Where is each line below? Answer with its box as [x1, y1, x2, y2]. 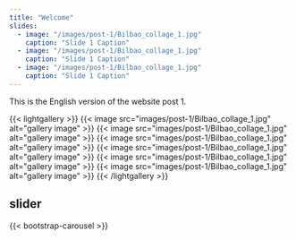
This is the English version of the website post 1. [9, 96, 187, 107]
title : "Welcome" [9, 13, 74, 22]
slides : [9, 21, 38, 30]
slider [9, 196, 42, 211]
